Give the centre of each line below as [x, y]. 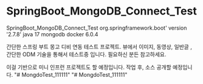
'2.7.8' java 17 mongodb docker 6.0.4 [52, 34]
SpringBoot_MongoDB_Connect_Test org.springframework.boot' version [97, 28]
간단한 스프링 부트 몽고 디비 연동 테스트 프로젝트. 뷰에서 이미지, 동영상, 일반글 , [99, 47]
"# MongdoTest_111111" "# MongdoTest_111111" [71, 74]
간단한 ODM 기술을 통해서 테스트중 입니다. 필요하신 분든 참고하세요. [86, 54]
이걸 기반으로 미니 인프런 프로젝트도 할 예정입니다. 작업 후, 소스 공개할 [89, 67]
